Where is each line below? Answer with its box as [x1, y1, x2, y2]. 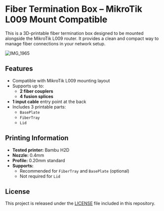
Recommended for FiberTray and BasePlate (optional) [19, 168, 129, 174]
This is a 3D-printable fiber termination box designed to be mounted [5, 30, 144, 36]
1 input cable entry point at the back [12, 99, 86, 105]
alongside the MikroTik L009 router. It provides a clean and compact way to [5, 35, 159, 41]
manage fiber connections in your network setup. [5, 40, 106, 46]
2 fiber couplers [19, 88, 53, 94]
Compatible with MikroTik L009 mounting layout [12, 77, 110, 83]
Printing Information [5, 134, 69, 142]
